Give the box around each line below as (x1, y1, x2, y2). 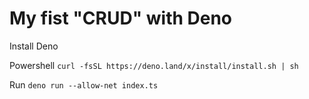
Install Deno (9, 40, 59, 52)
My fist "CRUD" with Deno (9, 7, 233, 30)
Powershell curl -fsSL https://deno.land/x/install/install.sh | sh (9, 59, 299, 71)
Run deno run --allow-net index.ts (9, 78, 159, 91)
